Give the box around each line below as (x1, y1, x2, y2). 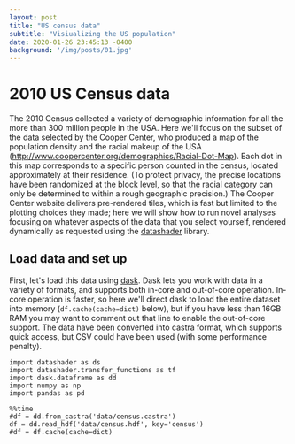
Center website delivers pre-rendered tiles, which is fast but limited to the (9, 198, 278, 209)
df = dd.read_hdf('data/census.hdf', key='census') (9, 419, 204, 429)
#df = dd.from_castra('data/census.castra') (9, 412, 176, 421)
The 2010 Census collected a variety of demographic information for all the (9, 113, 283, 124)
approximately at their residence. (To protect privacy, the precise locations (9, 170, 282, 180)
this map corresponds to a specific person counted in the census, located (9, 160, 279, 171)
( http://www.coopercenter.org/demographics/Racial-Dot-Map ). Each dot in (9, 151, 283, 162)
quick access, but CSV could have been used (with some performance (9, 331, 268, 341)
